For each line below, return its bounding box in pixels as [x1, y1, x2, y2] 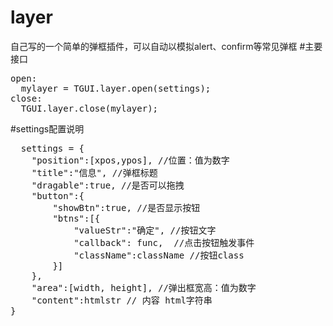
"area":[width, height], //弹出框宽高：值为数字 [31, 282, 257, 293]
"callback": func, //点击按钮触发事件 [73, 237, 255, 248]
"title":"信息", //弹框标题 [31, 167, 158, 178]
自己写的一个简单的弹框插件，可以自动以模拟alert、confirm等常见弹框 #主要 [10, 40, 323, 52]
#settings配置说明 [10, 122, 85, 135]
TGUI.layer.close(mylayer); [20, 102, 159, 114]
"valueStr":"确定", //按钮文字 [73, 224, 217, 236]
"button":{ [31, 190, 85, 201]
